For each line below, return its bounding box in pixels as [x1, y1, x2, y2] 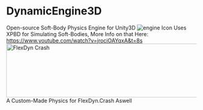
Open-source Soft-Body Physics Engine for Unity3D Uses [6, 24, 187, 31]
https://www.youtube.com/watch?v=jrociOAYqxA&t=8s [6, 37, 143, 44]
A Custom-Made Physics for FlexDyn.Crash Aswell [6, 97, 132, 104]
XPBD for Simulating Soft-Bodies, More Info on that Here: [6, 30, 149, 37]
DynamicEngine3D [6, 4, 102, 18]
